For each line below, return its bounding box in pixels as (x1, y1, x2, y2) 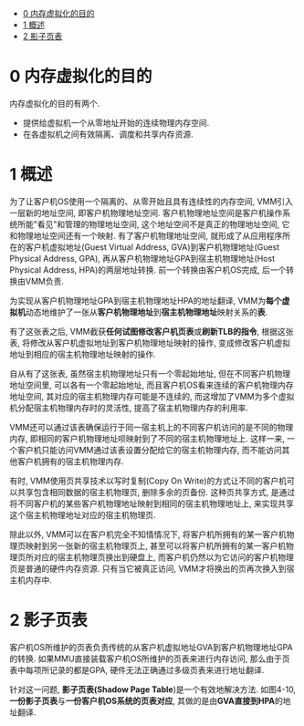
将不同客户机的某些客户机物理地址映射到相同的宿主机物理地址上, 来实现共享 (9, 498, 294, 509)
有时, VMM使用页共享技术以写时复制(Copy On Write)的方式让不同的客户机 (9, 475, 288, 486)
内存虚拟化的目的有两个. (9, 98, 100, 109)
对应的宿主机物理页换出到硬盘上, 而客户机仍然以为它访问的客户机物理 (33, 551, 294, 563)
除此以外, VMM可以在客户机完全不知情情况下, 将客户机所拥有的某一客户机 (9, 528, 287, 540)
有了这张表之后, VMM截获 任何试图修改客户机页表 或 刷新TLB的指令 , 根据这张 (9, 326, 294, 337)
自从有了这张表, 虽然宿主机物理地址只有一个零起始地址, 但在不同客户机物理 (9, 368, 290, 379)
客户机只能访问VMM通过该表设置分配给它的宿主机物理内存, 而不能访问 (16, 444, 282, 455)
